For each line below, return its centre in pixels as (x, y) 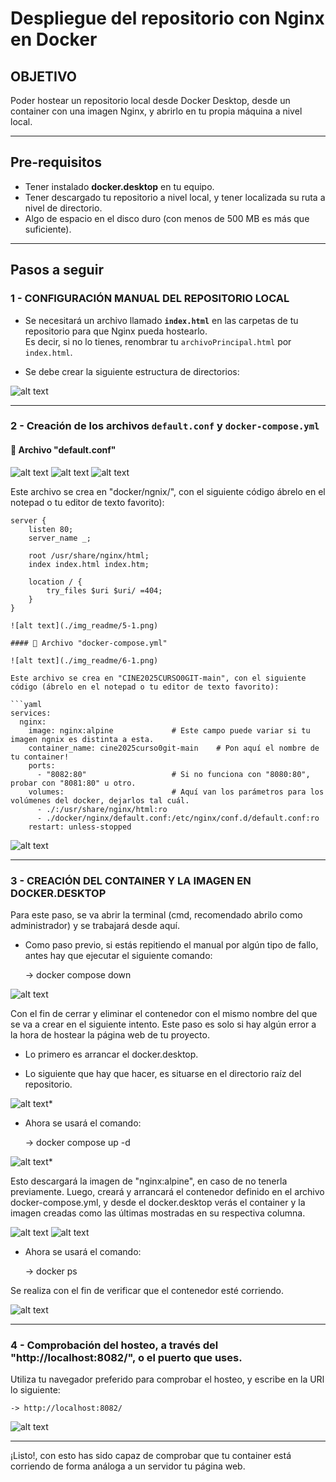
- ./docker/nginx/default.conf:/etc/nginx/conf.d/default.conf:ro (178, 818)
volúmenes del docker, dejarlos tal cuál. (100, 800)
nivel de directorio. (63, 208)
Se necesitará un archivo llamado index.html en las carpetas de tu (161, 320)
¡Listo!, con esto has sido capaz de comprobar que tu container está (151, 1456)
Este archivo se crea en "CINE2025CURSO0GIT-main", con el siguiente (158, 678)
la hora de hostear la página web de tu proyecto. (110, 1034)
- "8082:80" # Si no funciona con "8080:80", (173, 774)
